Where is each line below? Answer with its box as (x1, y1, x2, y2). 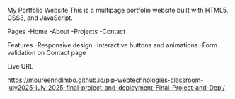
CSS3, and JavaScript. (7, 13, 73, 22)
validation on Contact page (7, 49, 86, 57)
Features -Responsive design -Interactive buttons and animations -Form (7, 41, 218, 49)
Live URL (7, 62, 34, 70)
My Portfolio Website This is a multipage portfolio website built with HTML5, (7, 6, 229, 14)
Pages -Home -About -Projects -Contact (7, 28, 126, 35)
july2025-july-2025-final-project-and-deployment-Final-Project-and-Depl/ (7, 83, 225, 91)
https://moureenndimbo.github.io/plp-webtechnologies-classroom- (7, 76, 204, 84)
